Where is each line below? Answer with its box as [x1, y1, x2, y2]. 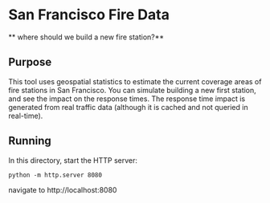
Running [8, 134, 52, 148]
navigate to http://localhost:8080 [8, 185, 117, 194]
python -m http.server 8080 [8, 171, 103, 179]
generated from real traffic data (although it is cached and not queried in [8, 102, 248, 112]
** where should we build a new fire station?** [8, 32, 165, 42]
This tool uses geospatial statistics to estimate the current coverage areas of [8, 76, 262, 86]
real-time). [8, 111, 43, 120]
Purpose [8, 55, 52, 69]
